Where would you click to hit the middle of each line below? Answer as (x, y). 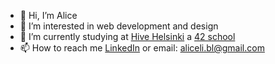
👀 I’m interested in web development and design (119, 26)
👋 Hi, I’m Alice (48, 15)
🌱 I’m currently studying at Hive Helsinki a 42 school (127, 36)
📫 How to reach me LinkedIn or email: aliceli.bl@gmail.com (142, 48)
